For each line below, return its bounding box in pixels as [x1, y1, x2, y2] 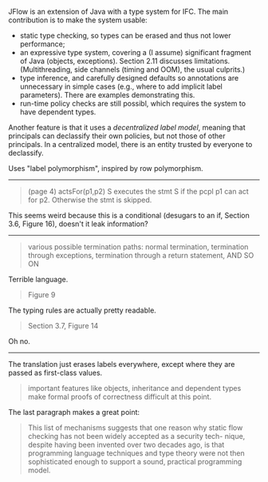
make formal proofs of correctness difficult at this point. [27, 392, 212, 401]
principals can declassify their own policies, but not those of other [8, 131, 226, 141]
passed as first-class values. [8, 368, 103, 377]
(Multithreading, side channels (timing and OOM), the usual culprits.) [19, 65, 246, 74]
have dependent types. [19, 107, 97, 117]
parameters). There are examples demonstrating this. [19, 90, 195, 99]
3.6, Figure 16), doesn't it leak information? [8, 219, 149, 229]
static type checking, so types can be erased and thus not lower [19, 31, 231, 40]
